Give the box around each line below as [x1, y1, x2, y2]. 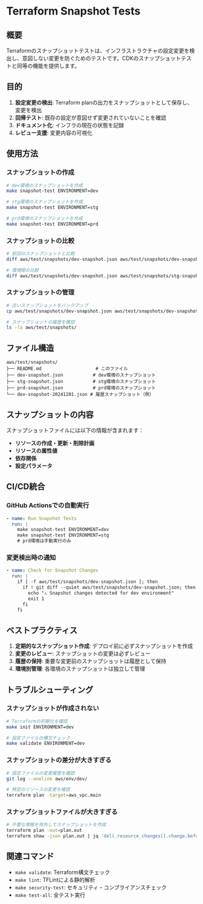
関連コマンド [6, 851, 54, 862]
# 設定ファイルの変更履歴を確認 [6, 770, 75, 776]
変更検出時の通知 [6, 553, 56, 561]
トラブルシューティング [6, 684, 94, 694]
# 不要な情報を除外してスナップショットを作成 [6, 822, 106, 828]
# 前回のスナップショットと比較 [6, 251, 75, 257]
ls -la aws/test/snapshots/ [6, 325, 77, 331]
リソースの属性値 [14, 447, 58, 454]
